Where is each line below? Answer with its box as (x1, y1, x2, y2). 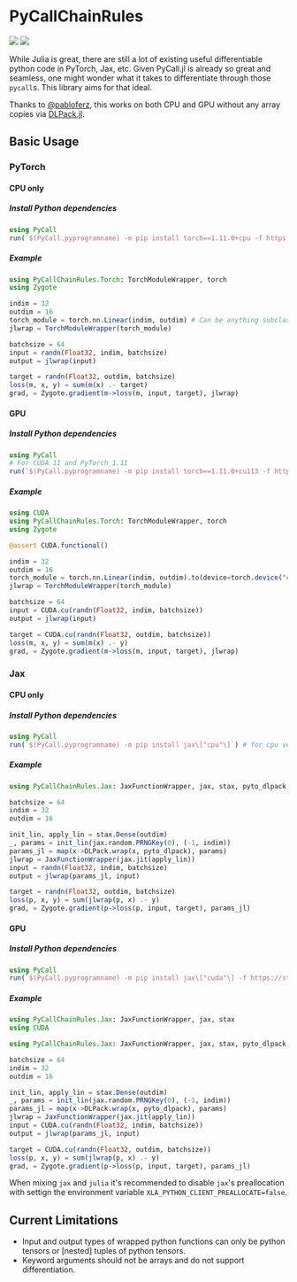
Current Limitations (9, 1212, 119, 1228)
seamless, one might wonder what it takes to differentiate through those (9, 73, 271, 83)
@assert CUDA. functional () (9, 540, 109, 550)
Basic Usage (9, 135, 80, 150)
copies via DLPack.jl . (9, 108, 86, 119)
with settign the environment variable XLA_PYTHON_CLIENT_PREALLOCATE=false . (9, 1187, 287, 1198)
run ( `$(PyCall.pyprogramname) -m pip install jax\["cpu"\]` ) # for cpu (9, 740, 278, 750)
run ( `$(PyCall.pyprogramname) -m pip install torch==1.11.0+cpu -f (9, 233, 263, 243)
